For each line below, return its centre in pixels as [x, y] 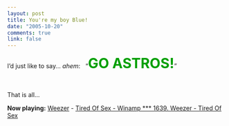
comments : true [29, 33]
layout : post [26, 13]
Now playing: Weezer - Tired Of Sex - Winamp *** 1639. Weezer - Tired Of [114, 108]
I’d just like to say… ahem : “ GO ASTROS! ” [92, 63]
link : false [24, 39]
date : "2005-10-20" [35, 26]
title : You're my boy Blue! [48, 20]
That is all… [24, 95]
